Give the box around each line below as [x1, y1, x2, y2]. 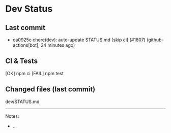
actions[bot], [12, 42, 40, 48]
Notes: [5, 113, 19, 119]
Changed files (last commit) [5, 85, 96, 94]
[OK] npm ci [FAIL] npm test [5, 70, 64, 76]
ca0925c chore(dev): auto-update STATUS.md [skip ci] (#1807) [12, 37, 146, 43]
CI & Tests [5, 57, 38, 65]
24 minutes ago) [40, 42, 75, 48]
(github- [147, 37, 164, 43]
